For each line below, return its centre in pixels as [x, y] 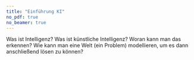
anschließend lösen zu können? [45, 52]
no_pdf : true [22, 17]
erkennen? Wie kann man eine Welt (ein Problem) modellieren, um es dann [97, 45]
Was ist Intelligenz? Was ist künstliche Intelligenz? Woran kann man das [93, 39]
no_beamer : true [26, 22]
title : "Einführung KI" [36, 11]
